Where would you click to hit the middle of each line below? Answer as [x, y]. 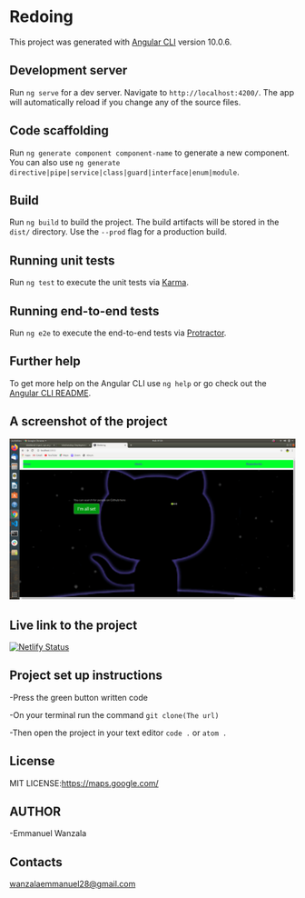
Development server [69, 70]
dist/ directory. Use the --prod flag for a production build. [118, 232]
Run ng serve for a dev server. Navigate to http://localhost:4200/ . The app [152, 92]
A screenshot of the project [89, 421]
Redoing [42, 17]
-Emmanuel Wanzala [48, 833]
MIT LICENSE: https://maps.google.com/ [84, 783]
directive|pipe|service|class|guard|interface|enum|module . [124, 172]
